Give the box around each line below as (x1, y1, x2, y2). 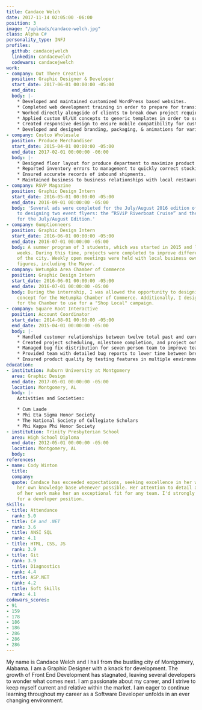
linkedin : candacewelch (11, 54, 71, 60)
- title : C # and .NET (6, 518, 61, 524)
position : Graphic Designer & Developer (11, 76, 114, 82)
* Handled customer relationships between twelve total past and (17, 334, 185, 340)
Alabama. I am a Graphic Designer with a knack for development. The (6, 664, 179, 672)
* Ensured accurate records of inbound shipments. (17, 171, 147, 178)
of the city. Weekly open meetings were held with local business (17, 256, 187, 262)
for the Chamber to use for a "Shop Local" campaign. (17, 300, 155, 306)
